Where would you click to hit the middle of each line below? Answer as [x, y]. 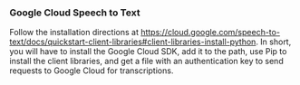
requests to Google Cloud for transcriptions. [92, 71]
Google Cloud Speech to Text [75, 13]
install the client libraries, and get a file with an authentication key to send [146, 61]
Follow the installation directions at [74, 33]
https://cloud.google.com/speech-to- [210, 33]
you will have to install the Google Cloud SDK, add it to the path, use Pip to [148, 52]
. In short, [273, 42]
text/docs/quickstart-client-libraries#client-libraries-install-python [133, 42]
